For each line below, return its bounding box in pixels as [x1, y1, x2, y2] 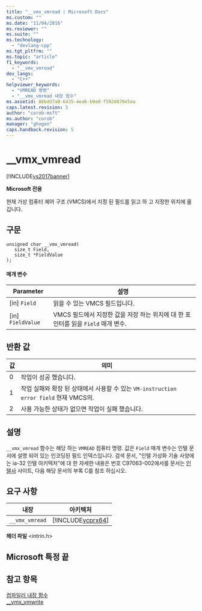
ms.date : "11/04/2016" [6, 20, 63, 26]
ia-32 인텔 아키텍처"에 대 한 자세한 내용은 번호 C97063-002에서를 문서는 [12, 459, 185, 467]
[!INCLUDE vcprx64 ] [52, 516, 109, 525]
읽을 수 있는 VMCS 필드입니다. [53, 299, 135, 307]
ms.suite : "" [6, 31, 39, 37]
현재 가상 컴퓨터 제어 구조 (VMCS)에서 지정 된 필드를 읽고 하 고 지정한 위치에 [6, 197, 186, 205]
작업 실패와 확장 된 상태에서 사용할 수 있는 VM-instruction [20, 384, 177, 392]
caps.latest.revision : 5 [6, 104, 69, 110]
